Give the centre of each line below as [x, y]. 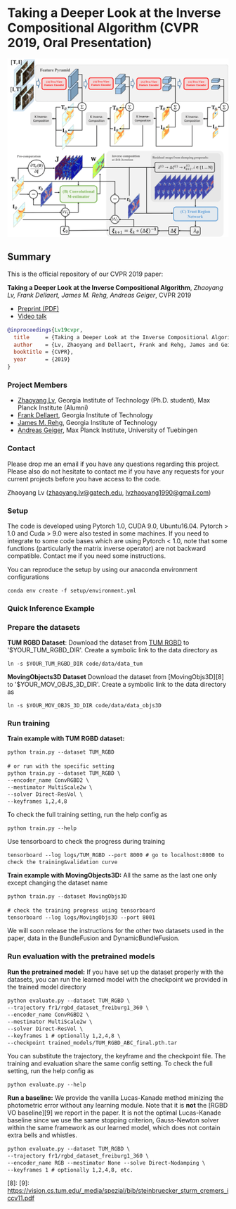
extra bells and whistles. [42, 1135]
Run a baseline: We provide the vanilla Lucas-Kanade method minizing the [116, 1097]
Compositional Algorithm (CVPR [103, 28]
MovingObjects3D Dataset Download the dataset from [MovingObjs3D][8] [116, 677]
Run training [29, 723]
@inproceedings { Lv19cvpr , [45, 330]
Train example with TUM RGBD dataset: [66, 739]
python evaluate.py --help [47, 1084]
